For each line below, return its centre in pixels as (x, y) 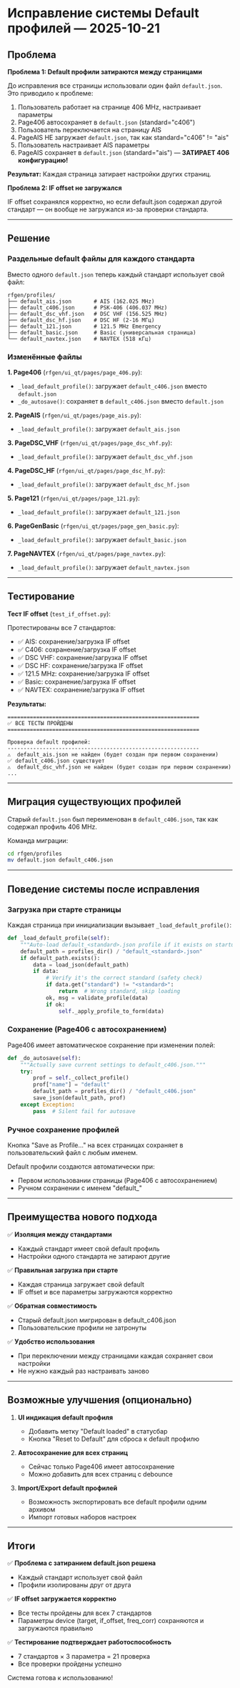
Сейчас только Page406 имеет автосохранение (101, 1467)
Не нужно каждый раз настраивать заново (84, 1371)
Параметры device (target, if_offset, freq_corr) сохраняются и (111, 1621)
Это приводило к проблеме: (50, 93)
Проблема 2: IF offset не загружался (65, 188)
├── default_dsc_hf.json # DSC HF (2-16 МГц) (81, 320)
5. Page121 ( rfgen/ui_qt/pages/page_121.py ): (74, 498)
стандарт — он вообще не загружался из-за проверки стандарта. (108, 209)
